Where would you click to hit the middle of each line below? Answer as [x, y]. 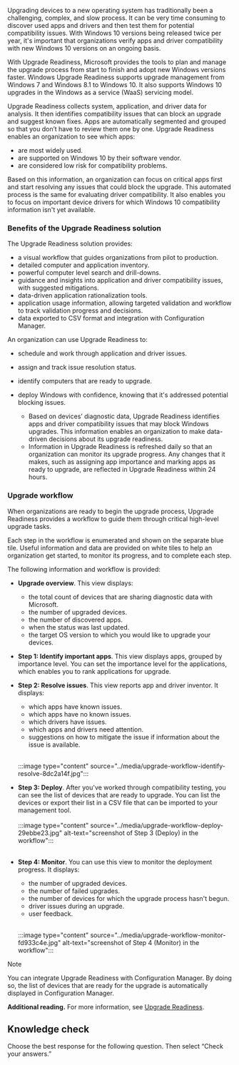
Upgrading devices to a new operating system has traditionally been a [110, 10]
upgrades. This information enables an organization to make [117, 432]
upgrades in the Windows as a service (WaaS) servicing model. [101, 92]
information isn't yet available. [52, 210]
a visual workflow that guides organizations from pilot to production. [118, 258]
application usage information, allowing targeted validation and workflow [124, 303]
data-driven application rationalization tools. [82, 296]
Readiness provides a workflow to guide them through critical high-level [113, 519]
